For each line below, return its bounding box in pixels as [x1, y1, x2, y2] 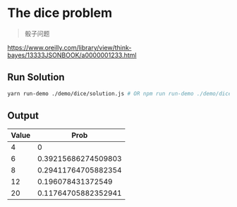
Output [7, 110, 39, 122]
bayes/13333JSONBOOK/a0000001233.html [7, 51, 137, 59]
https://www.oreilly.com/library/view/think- [7, 43, 132, 52]
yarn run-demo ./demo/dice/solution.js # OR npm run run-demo [7, 90, 194, 97]
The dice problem [7, 5, 113, 21]
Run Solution [7, 71, 65, 83]
